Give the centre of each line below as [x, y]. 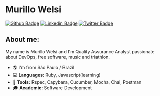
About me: [22, 39]
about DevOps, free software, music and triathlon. [58, 57]
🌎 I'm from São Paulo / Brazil [43, 67]
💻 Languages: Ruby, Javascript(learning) [56, 75]
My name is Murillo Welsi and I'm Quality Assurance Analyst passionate [80, 51]
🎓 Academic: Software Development [52, 88]
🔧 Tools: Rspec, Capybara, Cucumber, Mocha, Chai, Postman [77, 82]
